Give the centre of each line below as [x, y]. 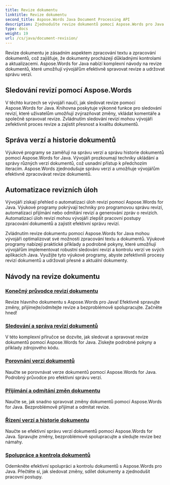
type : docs [17, 29]
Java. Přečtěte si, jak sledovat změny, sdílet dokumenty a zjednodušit [78, 472]
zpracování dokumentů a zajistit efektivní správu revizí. [62, 223]
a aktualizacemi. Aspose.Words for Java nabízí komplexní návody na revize [83, 63]
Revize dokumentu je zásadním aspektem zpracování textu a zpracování [80, 53]
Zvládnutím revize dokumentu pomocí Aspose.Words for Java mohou [77, 234]
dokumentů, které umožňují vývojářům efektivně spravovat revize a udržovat [85, 69]
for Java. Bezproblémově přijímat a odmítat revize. [58, 407]
